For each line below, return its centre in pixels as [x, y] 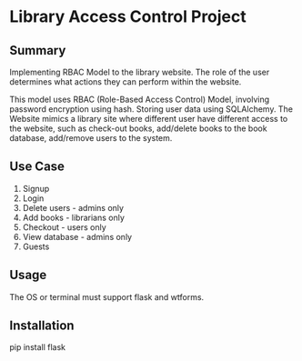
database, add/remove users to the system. [91, 138]
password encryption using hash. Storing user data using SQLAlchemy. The [151, 109]
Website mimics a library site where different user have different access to [149, 119]
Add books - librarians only [74, 217]
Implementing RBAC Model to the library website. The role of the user [140, 72]
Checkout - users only [64, 227]
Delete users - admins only [73, 207]
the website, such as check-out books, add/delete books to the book [138, 128]
